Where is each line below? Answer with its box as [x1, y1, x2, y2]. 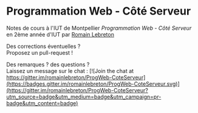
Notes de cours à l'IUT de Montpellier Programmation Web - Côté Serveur [6, 24, 192, 32]
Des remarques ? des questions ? [6, 61, 90, 68]
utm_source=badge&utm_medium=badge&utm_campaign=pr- [6, 93, 162, 100]
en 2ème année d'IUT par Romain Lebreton [6, 30, 114, 38]
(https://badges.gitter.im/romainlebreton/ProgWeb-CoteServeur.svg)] [6, 80, 180, 87]
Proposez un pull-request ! [6, 49, 73, 56]
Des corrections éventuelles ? [6, 43, 81, 50]
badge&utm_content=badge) [6, 99, 78, 107]
